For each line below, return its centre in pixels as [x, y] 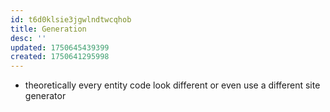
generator [45, 96]
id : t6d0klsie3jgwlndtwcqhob [71, 19]
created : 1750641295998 [60, 57]
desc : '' [28, 38]
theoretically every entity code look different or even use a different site [172, 85]
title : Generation [48, 29]
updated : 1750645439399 [60, 47]
